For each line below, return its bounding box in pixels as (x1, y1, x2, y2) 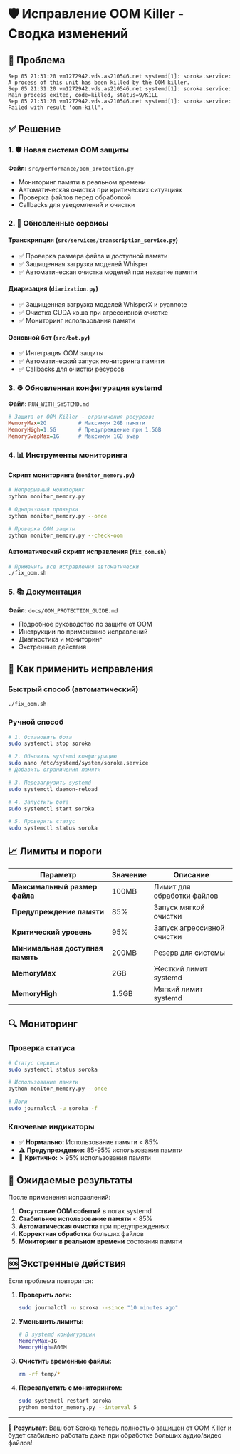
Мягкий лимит (153, 984, 204, 994)
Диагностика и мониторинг (18, 634, 103, 643)
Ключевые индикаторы (8, 1121, 95, 1131)
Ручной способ (8, 717, 63, 727)
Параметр (39, 869, 77, 879)
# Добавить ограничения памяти (8, 766, 101, 773)
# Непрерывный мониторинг (8, 486, 85, 493)
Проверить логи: (18, 1290, 72, 1299)
